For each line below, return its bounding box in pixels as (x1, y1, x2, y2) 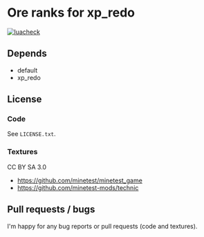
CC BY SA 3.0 (7, 162, 47, 171)
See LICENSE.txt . (7, 130, 57, 138)
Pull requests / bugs (7, 204, 95, 216)
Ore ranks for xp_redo (7, 5, 135, 21)
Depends (7, 48, 47, 59)
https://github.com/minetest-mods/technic (17, 183, 139, 191)
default (17, 66, 38, 74)
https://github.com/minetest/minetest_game (17, 176, 143, 184)
